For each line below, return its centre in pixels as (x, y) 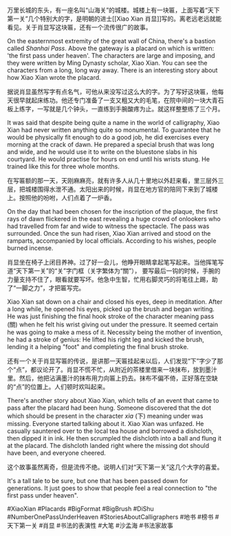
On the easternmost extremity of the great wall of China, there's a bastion (111, 41)
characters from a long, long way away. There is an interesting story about (112, 70)
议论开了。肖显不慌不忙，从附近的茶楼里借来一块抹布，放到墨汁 (127, 369)
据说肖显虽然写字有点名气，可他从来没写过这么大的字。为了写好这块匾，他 (112, 92)
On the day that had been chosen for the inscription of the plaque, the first (112, 211)
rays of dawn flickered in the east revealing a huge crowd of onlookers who (114, 219)
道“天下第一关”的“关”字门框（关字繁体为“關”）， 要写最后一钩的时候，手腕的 (114, 271)
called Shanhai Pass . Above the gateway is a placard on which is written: (111, 48)
